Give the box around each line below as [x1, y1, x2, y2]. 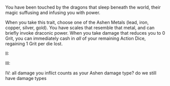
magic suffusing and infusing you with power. [5, 10, 100, 16]
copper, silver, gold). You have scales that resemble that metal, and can [5, 25, 155, 31]
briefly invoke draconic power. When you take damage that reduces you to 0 [5, 30, 165, 36]
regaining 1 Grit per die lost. [5, 41, 63, 47]
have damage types [5, 75, 47, 81]
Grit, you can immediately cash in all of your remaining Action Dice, [5, 35, 146, 41]
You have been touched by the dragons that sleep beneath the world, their [5, 5, 161, 10]
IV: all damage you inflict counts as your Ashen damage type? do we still [5, 70, 156, 76]
